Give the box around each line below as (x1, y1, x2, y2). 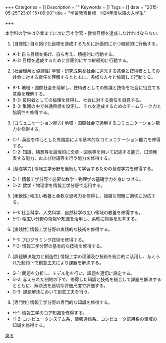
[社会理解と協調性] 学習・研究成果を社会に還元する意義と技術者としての (12, 68, 160, 74)
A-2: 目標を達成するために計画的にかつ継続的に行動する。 (12, 57, 131, 63)
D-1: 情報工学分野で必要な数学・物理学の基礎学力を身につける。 (12, 176, 144, 182)
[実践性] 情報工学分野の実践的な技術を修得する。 (12, 226, 112, 232)
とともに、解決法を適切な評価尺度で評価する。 (12, 283, 108, 289)
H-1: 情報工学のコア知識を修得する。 (12, 310, 88, 316)
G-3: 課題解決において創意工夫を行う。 (12, 289, 92, 294)
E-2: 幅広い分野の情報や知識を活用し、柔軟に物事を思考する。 (12, 216, 140, 222)
